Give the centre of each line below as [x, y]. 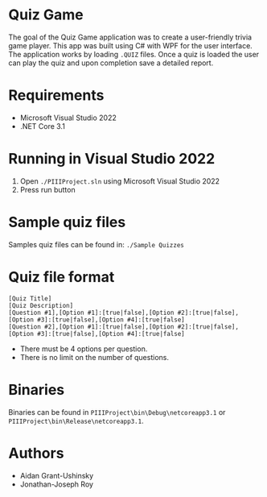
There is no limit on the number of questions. [94, 357]
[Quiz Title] [30, 298]
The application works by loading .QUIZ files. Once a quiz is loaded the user [134, 54]
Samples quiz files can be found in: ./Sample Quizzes [97, 244]
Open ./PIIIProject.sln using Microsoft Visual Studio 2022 [119, 181]
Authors [36, 453]
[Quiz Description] [41, 305]
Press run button [47, 189]
